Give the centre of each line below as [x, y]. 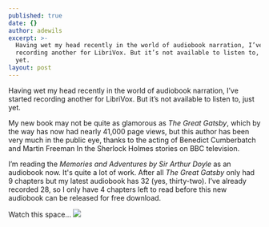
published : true [35, 16]
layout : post [30, 68]
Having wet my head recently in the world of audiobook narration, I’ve [123, 90]
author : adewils [35, 30]
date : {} [23, 23]
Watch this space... [40, 214]
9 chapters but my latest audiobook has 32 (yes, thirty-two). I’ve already [127, 181]
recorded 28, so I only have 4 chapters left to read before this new [118, 189]
